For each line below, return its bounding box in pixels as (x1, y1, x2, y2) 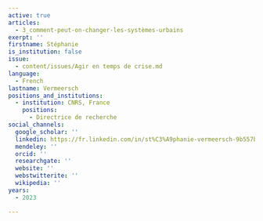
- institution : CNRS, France (15, 99, 110, 107)
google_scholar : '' (15, 128, 79, 136)
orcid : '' (15, 150, 47, 158)
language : (8, 70, 41, 78)
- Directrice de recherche (28, 114, 117, 121)
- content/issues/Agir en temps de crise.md (15, 63, 163, 71)
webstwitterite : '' (15, 172, 79, 180)
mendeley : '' (15, 143, 58, 150)
